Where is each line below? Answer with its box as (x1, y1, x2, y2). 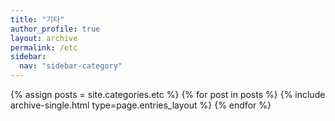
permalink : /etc (10, 42, 78, 53)
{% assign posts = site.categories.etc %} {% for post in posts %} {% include (10, 89, 326, 100)
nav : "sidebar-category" (19, 61, 123, 71)
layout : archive (10, 33, 78, 43)
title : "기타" (10, 14, 65, 25)
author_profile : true (10, 24, 101, 34)
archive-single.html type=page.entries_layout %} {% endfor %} (10, 99, 272, 111)
